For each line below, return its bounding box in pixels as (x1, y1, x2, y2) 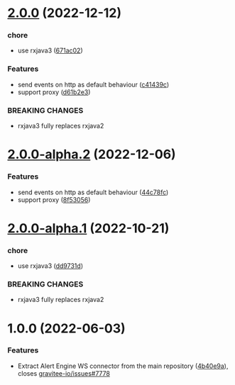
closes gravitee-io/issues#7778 (17, 369, 110, 377)
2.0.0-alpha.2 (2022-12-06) (7, 147, 176, 162)
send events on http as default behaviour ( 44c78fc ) (17, 188, 169, 196)
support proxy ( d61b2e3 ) (17, 87, 91, 96)
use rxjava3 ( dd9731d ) (17, 262, 84, 270)
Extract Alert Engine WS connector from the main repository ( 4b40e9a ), (17, 362, 229, 370)
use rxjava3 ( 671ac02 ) (17, 46, 83, 55)
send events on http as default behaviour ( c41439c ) (17, 80, 170, 89)
